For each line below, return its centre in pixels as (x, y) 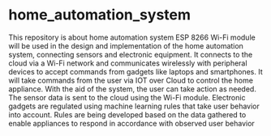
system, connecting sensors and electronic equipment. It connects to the (131, 54)
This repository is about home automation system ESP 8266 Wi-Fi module (132, 37)
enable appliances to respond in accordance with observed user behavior (132, 123)
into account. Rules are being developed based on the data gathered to (127, 114)
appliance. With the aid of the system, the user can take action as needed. (133, 89)
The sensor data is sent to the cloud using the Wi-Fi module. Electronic (127, 97)
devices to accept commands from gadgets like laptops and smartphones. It (136, 71)
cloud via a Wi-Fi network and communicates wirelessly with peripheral (128, 63)
